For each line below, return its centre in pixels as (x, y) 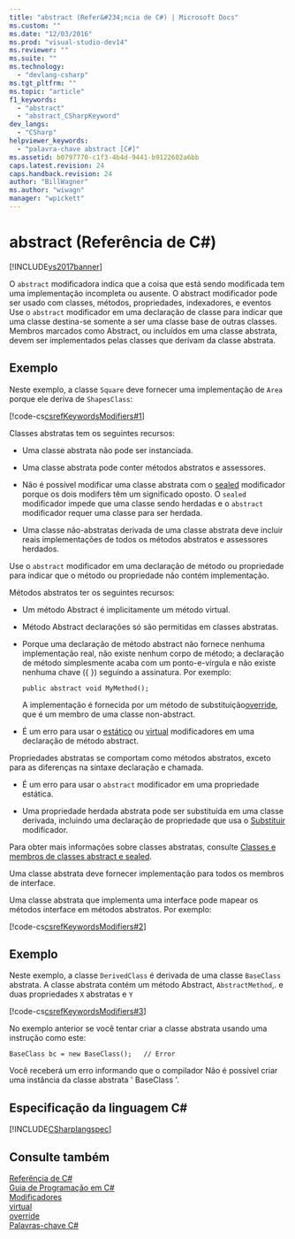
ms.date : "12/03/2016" (51, 34)
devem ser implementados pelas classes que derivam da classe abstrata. (143, 340)
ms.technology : (37, 67)
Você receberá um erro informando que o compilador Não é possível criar (144, 1071)
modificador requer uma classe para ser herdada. (112, 512)
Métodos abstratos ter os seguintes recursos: (92, 592)
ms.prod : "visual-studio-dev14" (68, 42)
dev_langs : (29, 125)
